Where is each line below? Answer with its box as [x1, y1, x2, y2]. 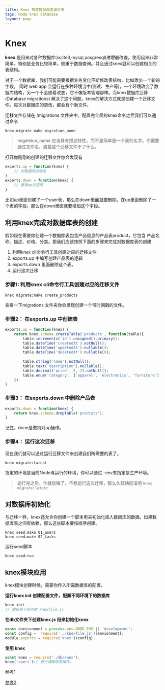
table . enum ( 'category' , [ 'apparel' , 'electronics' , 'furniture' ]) [23, 373, 162, 378]
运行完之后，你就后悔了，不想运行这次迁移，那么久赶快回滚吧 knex [17, 480, 152, 486]
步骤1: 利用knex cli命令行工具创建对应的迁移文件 [5, 281, 119, 288]
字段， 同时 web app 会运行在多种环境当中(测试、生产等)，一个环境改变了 [5, 83, 154, 89]
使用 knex [5, 645, 26, 651]
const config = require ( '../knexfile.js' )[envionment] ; [5, 631, 124, 636]
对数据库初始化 [5, 500, 51, 508]
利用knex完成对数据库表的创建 [5, 218, 98, 227]
